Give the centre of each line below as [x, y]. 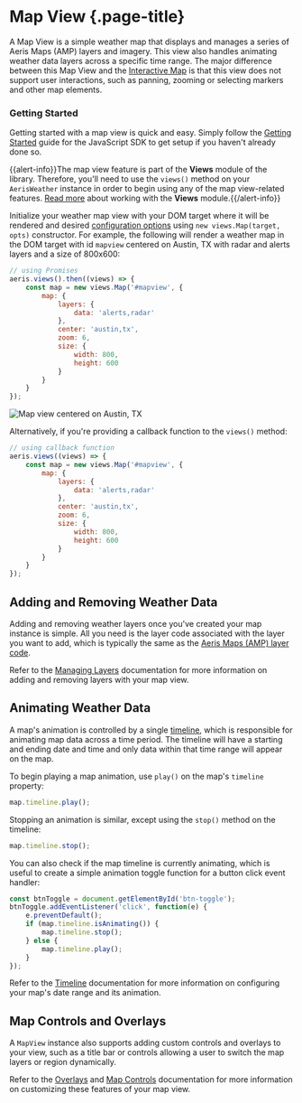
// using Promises [44, 271]
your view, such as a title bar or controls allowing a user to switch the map [147, 1052]
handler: [25, 882]
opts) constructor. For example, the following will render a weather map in [147, 235]
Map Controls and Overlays [88, 1021]
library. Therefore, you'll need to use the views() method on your [130, 179]
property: [27, 785]
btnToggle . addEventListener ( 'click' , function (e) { [108, 907]
